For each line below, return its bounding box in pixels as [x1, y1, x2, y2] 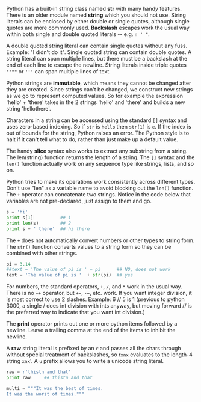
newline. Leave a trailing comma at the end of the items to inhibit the [6, 327, 176, 334]
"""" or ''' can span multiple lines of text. [6, 68, 111, 75]
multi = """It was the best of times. [6, 385, 104, 391]
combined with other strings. [6, 249, 78, 257]
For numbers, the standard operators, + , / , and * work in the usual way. [6, 283, 182, 290]
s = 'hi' [6, 209, 28, 215]
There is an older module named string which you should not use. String [6, 11, 187, 19]
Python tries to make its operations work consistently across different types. [6, 178, 196, 185]
